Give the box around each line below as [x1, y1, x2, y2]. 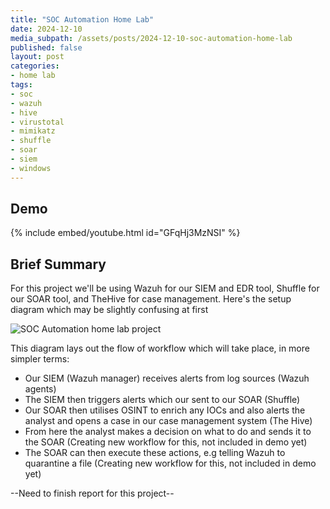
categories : [10, 61, 60, 71]
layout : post [10, 52, 65, 62]
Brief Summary [10, 256, 107, 273]
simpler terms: [10, 353, 70, 365]
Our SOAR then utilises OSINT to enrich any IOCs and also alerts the [24, 404, 306, 416]
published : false [10, 42, 83, 53]
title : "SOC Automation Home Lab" [10, 14, 155, 25]
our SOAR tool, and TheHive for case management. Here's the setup [10, 293, 292, 305]
